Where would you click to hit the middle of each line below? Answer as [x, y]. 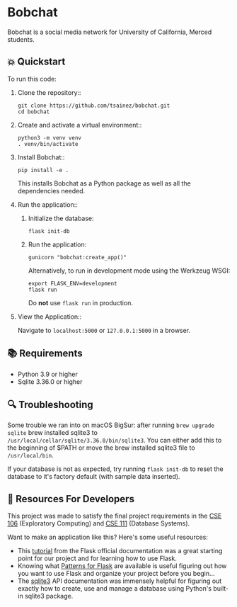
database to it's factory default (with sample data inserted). [94, 477]
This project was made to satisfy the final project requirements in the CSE [115, 516]
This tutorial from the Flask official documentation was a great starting [120, 551]
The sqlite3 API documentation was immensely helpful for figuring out [120, 581]
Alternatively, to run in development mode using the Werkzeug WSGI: [129, 271]
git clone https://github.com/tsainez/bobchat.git [94, 106]
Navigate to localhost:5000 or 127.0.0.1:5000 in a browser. [104, 330]
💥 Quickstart [36, 62]
